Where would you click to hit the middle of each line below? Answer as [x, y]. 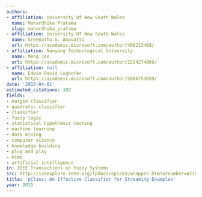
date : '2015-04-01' [31, 85]
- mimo [14, 157]
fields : [16, 95]
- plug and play [26, 151]
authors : [17, 12]
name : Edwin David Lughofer [47, 73]
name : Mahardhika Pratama [44, 23]
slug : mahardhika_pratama [44, 29]
